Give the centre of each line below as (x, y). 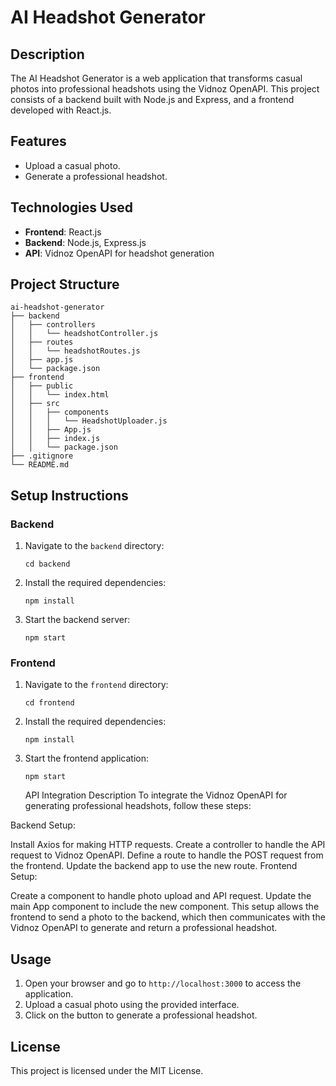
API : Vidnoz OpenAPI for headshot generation (119, 253)
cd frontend (49, 703)
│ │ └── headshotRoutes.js (75, 351)
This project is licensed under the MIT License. (107, 1071)
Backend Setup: (43, 825)
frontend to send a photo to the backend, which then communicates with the (168, 917)
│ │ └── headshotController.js (84, 334)
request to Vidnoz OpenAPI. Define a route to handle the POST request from (167, 855)
